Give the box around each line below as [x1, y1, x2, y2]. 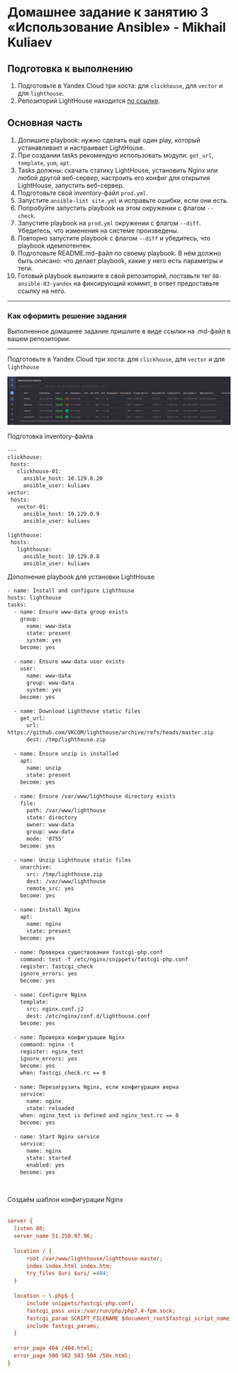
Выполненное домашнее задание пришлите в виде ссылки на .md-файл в [7, 327, 231, 335]
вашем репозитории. [7, 335, 71, 343]
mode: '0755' [25, 835, 65, 843]
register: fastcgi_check [20, 963, 93, 970]
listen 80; [13, 1225, 46, 1233]
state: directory [25, 814, 78, 821]
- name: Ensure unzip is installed [13, 750, 119, 757]
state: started [25, 1155, 72, 1162]
